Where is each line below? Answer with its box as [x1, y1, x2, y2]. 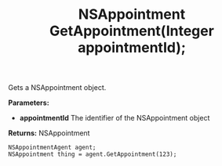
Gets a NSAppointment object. [8, 83, 107, 92]
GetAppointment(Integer [49, 22, 214, 40]
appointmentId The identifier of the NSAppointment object [19, 114, 210, 123]
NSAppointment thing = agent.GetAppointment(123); [8, 150, 177, 158]
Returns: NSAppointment [8, 128, 90, 138]
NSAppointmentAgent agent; [8, 143, 96, 152]
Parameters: [8, 98, 49, 107]
